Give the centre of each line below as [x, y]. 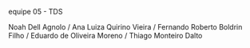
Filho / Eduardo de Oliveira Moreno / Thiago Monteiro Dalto [105, 36]
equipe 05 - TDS [36, 12]
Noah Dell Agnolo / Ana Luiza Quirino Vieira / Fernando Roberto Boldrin [125, 27]
